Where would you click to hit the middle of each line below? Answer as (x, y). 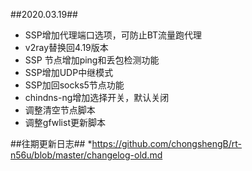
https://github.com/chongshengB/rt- (167, 143)
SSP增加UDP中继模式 (69, 72)
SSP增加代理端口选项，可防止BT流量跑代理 (113, 35)
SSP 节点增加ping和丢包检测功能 (92, 60)
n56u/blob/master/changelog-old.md (86, 155)
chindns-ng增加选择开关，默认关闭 (97, 97)
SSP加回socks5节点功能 (74, 85)
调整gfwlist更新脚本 (65, 122)
